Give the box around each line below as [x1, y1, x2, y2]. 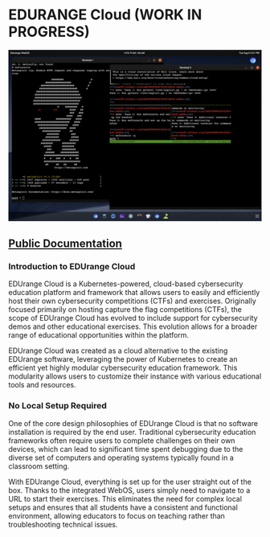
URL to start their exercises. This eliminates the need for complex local [8, 494, 243, 503]
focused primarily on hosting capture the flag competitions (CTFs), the [8, 305, 243, 314]
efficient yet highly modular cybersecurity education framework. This [8, 363, 238, 373]
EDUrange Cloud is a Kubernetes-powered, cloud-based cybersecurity [8, 279, 243, 289]
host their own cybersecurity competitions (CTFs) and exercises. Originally [8, 296, 257, 306]
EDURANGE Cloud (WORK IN [8, 6, 202, 24]
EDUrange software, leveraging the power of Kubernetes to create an [8, 355, 238, 364]
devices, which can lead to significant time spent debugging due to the [8, 444, 243, 453]
